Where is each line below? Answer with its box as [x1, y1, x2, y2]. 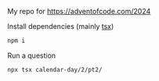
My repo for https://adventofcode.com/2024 [7, 7, 151, 16]
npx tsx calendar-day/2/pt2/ [7, 65, 103, 73]
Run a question [7, 51, 56, 60]
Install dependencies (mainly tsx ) [7, 22, 114, 30]
